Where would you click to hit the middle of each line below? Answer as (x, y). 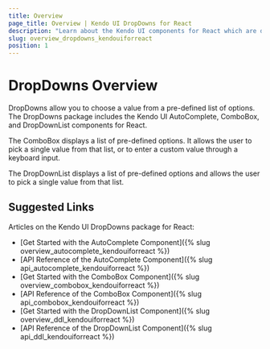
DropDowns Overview (83, 86)
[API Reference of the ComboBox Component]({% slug (111, 293)
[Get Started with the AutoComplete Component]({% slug (115, 242)
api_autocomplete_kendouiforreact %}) (85, 268)
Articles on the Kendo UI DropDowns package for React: (102, 226)
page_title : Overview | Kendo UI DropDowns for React (100, 23)
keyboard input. (34, 158)
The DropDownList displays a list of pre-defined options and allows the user (134, 173)
